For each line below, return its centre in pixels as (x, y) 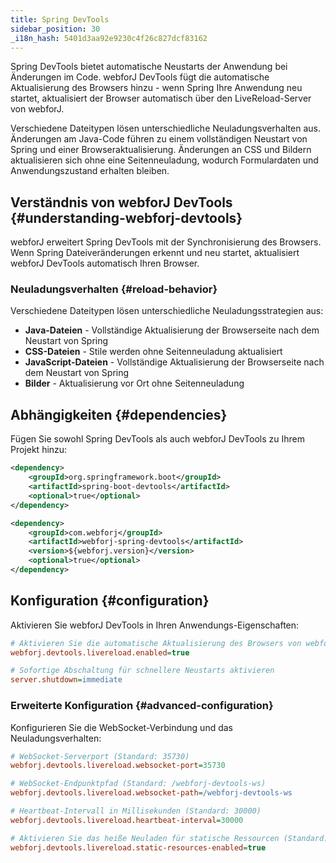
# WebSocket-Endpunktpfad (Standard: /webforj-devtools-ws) (138, 784)
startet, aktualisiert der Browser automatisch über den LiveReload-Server (161, 98)
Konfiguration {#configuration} (110, 601)
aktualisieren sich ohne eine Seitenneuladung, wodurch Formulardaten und (164, 160)
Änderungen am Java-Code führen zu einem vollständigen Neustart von (159, 139)
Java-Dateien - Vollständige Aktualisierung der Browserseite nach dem (172, 330)
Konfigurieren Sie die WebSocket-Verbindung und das (121, 727)
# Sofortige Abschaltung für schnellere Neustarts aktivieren (142, 671)
